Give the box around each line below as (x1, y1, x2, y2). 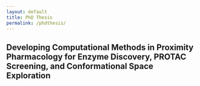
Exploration (6, 70, 51, 81)
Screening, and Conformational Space (6, 61, 153, 71)
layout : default (6, 8, 47, 15)
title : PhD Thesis (6, 14, 53, 20)
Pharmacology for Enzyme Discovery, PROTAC (6, 52, 187, 62)
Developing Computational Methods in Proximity (6, 42, 194, 52)
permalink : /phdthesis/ (6, 20, 67, 26)
